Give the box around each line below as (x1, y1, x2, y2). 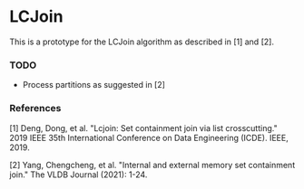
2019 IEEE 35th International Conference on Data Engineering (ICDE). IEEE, (9, 132, 289, 143)
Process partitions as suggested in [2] (22, 80, 166, 90)
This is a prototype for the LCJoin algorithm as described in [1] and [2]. (9, 36, 275, 47)
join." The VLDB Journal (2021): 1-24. (9, 169, 148, 180)
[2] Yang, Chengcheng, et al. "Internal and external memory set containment (9, 159, 296, 170)
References (9, 102, 62, 115)
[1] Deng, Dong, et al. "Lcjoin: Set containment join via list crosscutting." (9, 122, 279, 133)
